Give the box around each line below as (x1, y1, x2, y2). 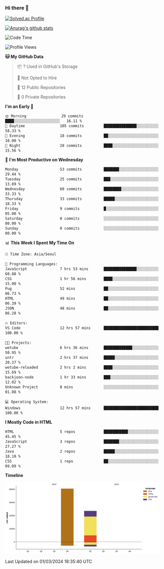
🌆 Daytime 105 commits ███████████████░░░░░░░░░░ (5, 124, 159, 128)
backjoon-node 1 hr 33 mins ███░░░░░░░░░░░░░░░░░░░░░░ (5, 375, 159, 380)
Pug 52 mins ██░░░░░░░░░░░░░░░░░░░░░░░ (5, 286, 159, 291)
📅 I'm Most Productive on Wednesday (5, 157, 83, 163)
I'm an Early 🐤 (5, 103, 34, 110)
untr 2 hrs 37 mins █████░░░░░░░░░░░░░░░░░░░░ (5, 355, 159, 360)
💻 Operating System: (5, 400, 49, 405)
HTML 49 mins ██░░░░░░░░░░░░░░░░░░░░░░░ (5, 296, 159, 301)
